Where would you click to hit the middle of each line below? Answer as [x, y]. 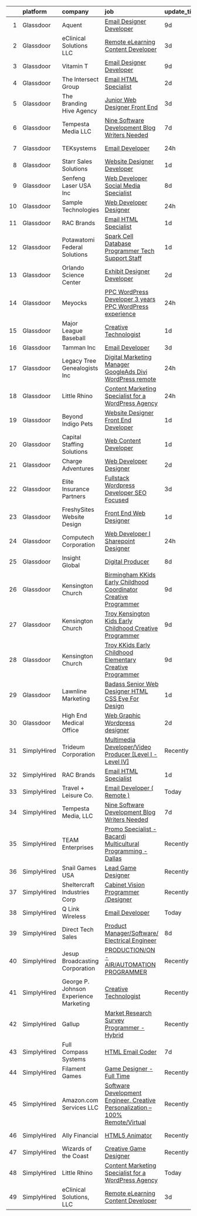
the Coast [75, 1156]
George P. [76, 981]
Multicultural [122, 844]
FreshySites [78, 510]
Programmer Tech [130, 251]
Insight [71, 558]
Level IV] [117, 762]
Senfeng [74, 178]
